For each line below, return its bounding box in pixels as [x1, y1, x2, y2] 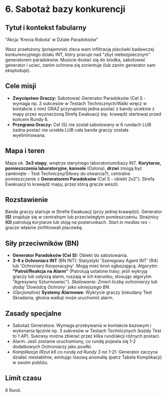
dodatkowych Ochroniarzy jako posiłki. [12, 344, 92, 350]
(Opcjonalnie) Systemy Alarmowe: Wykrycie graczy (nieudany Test [12, 289, 152, 295]
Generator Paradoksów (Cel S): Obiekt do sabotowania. [12, 252, 128, 258]
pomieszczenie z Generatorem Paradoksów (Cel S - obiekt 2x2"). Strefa [5, 176, 155, 182]
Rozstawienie [5, 196, 48, 204]
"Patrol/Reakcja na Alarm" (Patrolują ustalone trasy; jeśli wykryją [12, 268, 148, 274]
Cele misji [5, 82, 36, 90]
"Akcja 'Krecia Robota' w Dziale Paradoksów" [5, 36, 99, 42]
